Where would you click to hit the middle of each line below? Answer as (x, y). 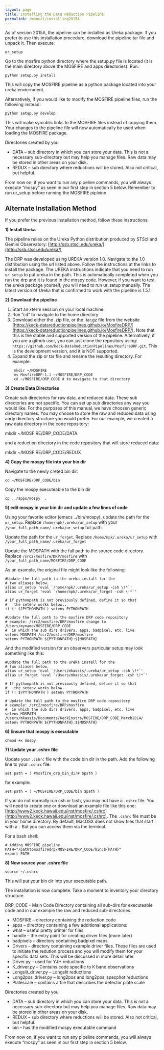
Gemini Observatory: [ (27, 244)
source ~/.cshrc (22, 872)
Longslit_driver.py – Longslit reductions (52, 972)
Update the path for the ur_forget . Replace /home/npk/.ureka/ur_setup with (81, 537)
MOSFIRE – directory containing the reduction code (64, 920)
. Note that (144, 330)
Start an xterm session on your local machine (58, 309)
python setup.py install (30, 76)
